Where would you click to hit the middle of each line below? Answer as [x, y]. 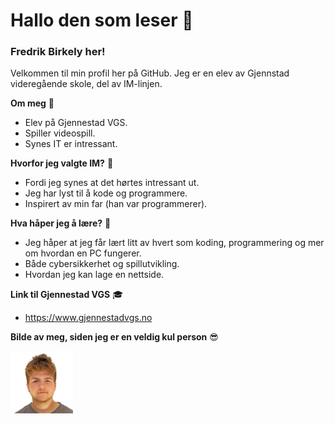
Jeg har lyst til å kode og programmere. [106, 193]
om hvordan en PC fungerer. [83, 253]
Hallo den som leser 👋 [102, 20]
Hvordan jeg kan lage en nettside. [94, 275]
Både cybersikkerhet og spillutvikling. [102, 264]
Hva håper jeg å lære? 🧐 [61, 223]
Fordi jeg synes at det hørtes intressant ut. [112, 183]
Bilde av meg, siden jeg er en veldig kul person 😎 [114, 337]
